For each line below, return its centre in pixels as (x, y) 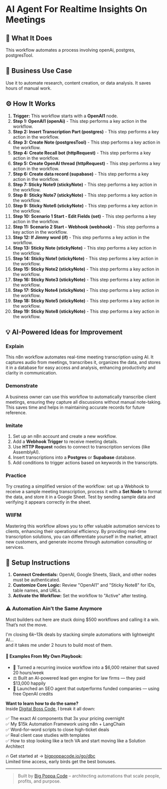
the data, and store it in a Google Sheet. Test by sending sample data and (81, 497)
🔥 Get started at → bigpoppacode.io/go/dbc (51, 756)
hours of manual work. (28, 88)
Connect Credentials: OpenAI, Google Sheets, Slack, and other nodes (84, 575)
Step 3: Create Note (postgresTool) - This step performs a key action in (86, 142)
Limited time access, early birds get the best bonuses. (61, 761)
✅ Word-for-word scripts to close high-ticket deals (57, 729)
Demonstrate (22, 386)
